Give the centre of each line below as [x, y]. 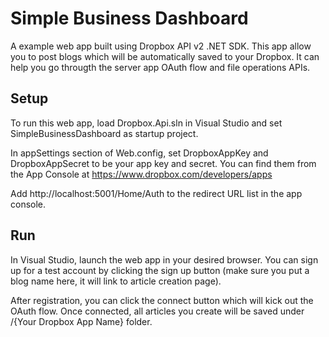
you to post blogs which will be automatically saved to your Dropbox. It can [165, 56]
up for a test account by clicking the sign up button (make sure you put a [160, 270]
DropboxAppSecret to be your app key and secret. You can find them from [163, 163]
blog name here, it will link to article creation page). [116, 281]
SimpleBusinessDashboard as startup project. [104, 133]
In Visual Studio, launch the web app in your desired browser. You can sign [164, 259]
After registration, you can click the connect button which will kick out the [162, 300]
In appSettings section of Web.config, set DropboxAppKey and [139, 153]
